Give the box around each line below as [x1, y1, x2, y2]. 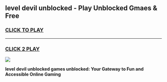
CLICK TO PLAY [5, 27, 44, 34]
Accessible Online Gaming [5, 71, 61, 77]
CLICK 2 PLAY [5, 45, 40, 52]
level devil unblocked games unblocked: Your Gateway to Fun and [5, 66, 144, 72]
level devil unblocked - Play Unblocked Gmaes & [5, 4, 158, 12]
